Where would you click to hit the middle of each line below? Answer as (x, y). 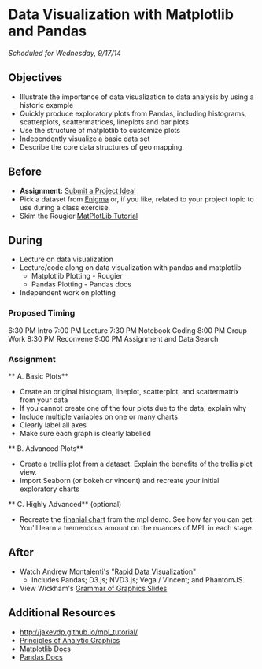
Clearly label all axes (53, 425)
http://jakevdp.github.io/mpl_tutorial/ (79, 632)
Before (25, 172)
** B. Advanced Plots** (46, 448)
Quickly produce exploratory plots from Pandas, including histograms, (133, 113)
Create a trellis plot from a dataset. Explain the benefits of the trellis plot (136, 464)
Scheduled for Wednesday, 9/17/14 (65, 53)
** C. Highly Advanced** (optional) (65, 504)
